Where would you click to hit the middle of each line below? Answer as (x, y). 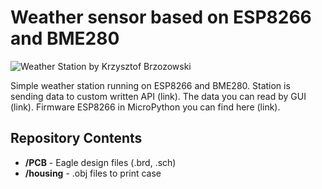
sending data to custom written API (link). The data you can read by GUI (158, 96)
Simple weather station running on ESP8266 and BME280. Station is (150, 85)
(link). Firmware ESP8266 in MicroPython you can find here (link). (145, 107)
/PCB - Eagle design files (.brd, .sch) (100, 162)
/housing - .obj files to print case (93, 173)
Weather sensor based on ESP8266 (161, 17)
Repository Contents (76, 138)
